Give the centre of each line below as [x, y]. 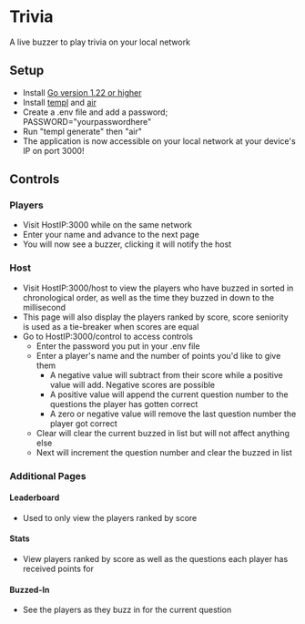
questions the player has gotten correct [124, 404]
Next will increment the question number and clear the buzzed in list [164, 452]
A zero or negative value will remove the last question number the [173, 414]
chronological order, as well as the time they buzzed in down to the [148, 297]
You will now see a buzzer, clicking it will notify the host [127, 244]
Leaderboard [35, 497]
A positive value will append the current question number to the [169, 394]
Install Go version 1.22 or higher [82, 92]
